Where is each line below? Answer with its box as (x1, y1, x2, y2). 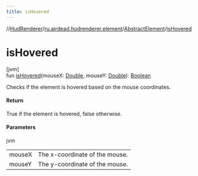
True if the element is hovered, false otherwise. (6, 110, 122, 117)
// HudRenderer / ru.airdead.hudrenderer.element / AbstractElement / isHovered (6, 25, 192, 32)
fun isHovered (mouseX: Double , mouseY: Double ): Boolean (6, 72, 151, 79)
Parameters (6, 124, 36, 131)
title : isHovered (6, 8, 49, 15)
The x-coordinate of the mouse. (38, 150, 128, 158)
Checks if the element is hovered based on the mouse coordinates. (6, 83, 171, 90)
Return (6, 97, 24, 104)
